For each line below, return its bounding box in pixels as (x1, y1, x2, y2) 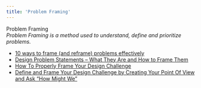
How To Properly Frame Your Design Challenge (14, 62, 132, 69)
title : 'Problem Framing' (6, 8, 71, 15)
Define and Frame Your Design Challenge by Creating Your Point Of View (14, 68, 195, 75)
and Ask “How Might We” (14, 75, 78, 82)
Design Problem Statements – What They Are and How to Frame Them (14, 56, 188, 63)
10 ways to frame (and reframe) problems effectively (14, 49, 145, 57)
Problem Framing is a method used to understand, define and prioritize (6, 31, 181, 39)
